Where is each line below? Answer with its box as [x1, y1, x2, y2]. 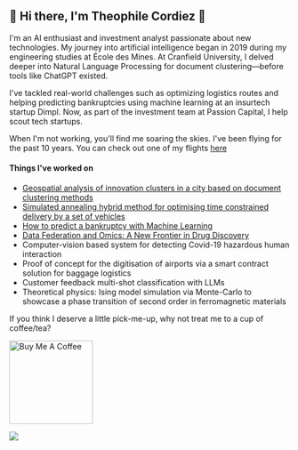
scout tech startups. [9, 116, 83, 126]
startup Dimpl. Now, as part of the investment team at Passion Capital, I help [9, 106, 288, 117]
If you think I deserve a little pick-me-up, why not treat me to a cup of [9, 313, 264, 325]
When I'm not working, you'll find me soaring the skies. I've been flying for [9, 133, 282, 143]
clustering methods [21, 192, 93, 203]
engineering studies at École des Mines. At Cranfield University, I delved [9, 51, 274, 62]
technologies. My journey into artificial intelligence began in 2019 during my [9, 42, 287, 52]
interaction [21, 249, 62, 260]
